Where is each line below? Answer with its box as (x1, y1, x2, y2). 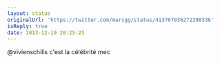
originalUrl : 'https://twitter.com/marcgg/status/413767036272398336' (7, 16, 214, 23)
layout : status (7, 10, 51, 17)
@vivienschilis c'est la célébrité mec (7, 48, 110, 56)
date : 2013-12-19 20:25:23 (7, 29, 85, 36)
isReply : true (7, 23, 48, 29)
